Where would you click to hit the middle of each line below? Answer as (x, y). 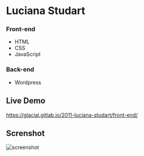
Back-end (20, 70)
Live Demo (26, 101)
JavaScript (28, 55)
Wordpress (28, 82)
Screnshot (25, 133)
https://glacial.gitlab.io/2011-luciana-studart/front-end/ (72, 115)
